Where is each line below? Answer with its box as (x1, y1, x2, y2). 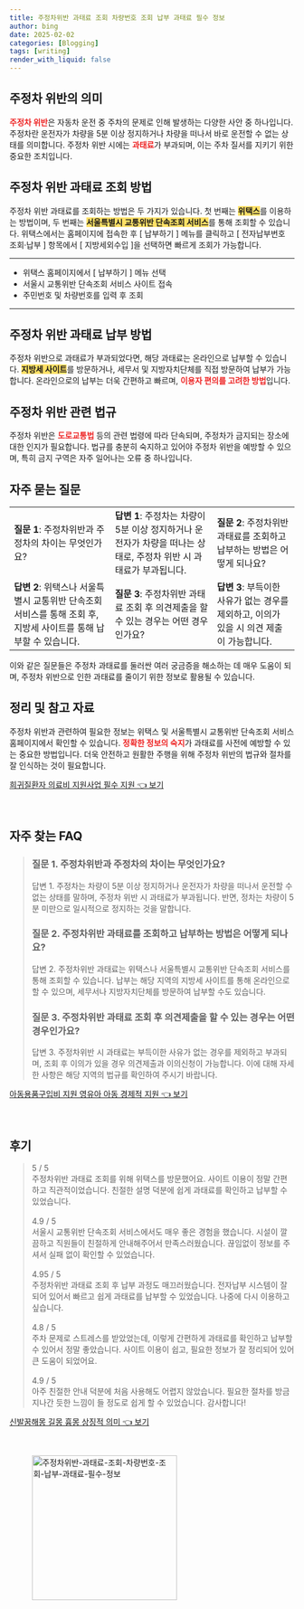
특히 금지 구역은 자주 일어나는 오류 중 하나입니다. (21, 453, 193, 464)
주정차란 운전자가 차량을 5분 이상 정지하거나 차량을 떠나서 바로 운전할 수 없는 (9, 128, 280, 138)
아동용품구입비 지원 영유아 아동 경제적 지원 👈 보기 (9, 1089, 188, 1100)
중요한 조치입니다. (9, 150, 73, 161)
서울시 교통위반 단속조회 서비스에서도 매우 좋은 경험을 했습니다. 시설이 (31, 1226, 279, 1237)
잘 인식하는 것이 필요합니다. (9, 760, 107, 771)
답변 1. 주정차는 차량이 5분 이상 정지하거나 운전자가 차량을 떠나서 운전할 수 (31, 880, 293, 891)
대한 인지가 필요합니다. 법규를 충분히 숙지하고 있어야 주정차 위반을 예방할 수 (9, 441, 275, 452)
